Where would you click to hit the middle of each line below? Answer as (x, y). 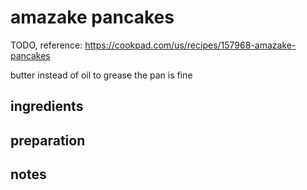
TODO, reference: (46, 45)
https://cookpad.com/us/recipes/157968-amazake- (190, 45)
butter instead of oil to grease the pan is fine (101, 75)
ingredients (47, 106)
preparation (48, 140)
